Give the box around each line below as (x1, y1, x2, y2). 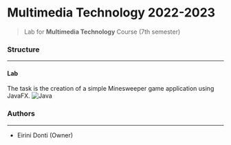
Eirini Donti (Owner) (16, 131, 74, 139)
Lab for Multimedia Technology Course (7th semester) (23, 27, 181, 36)
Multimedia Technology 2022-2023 (7, 5, 215, 21)
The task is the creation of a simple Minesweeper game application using (7, 85, 214, 93)
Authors (7, 109, 36, 118)
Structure (7, 45, 40, 54)
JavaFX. (7, 91, 31, 100)
